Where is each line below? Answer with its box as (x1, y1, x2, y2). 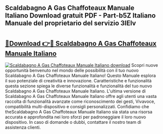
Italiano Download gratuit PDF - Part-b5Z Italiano (5, 12, 156, 20)
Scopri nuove (131, 62, 158, 68)
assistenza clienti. (5, 124, 41, 130)
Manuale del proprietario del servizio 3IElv (5, 19, 136, 27)
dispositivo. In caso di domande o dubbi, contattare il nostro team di (5, 119, 142, 125)
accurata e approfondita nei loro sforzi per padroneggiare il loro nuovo (5, 114, 146, 120)
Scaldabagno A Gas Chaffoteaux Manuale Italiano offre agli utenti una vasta (5, 94, 157, 99)
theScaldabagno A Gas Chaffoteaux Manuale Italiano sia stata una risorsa (5, 109, 152, 115)
